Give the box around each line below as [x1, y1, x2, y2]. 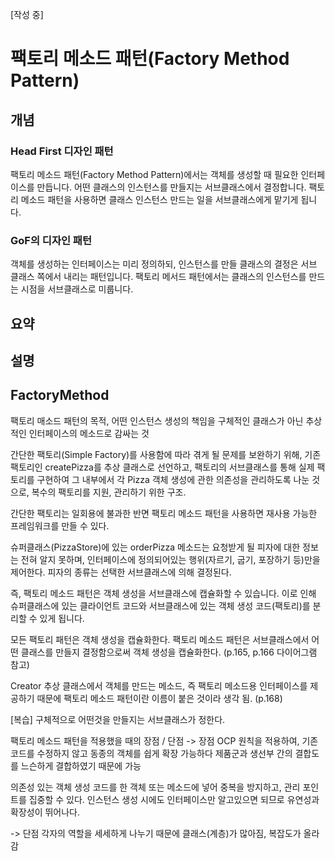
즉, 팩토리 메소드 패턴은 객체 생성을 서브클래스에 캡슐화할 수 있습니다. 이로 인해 [10, 587, 317, 599]
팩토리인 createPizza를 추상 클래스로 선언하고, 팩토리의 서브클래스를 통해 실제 [10, 461, 315, 473]
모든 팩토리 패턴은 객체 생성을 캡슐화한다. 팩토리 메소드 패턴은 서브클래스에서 [10, 633, 310, 645]
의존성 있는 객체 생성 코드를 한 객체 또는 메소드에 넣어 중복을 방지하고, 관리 [10, 781, 301, 793]
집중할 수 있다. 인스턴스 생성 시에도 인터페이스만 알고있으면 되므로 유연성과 [28, 793, 320, 805]
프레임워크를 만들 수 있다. [10, 519, 110, 532]
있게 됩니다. [39, 612, 85, 624]
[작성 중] [10, 9, 44, 20]
